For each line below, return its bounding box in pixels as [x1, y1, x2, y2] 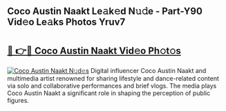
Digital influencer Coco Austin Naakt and [91, 67, 207, 74]
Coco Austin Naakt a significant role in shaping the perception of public [7, 89, 211, 97]
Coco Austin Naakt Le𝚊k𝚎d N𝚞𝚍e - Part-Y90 [7, 6, 203, 17]
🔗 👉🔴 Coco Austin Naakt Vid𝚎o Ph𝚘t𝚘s [7, 45, 181, 57]
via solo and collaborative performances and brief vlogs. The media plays [7, 82, 217, 90]
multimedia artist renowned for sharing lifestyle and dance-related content [7, 74, 220, 82]
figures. [7, 97, 30, 104]
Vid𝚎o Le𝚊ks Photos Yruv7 [7, 17, 126, 28]
